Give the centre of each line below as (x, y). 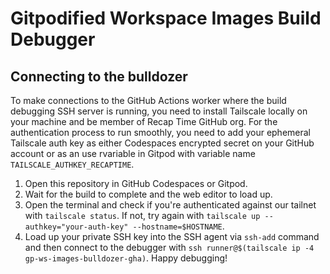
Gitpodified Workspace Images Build (166, 18)
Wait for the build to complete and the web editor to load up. (148, 194)
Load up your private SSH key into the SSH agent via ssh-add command (172, 236)
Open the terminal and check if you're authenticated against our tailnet (170, 205)
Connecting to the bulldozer (99, 76)
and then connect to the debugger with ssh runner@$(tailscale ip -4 (169, 247)
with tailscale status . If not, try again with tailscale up (142, 215)
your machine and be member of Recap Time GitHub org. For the (144, 121)
